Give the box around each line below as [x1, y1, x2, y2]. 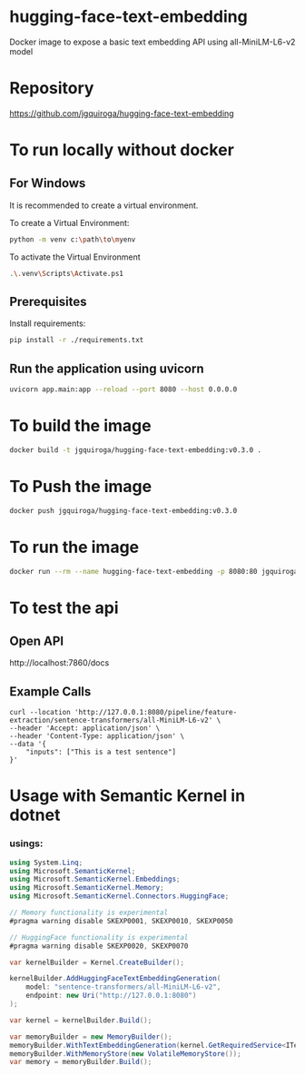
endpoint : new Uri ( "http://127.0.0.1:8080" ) [25, 991, 197, 1001]
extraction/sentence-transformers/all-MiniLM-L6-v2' [9, 715, 213, 725]
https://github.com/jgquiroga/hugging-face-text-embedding [9, 107, 234, 119]
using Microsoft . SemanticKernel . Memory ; [9, 883, 165, 893]
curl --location [9, 708, 71, 717]
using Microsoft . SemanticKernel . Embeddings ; [9, 874, 181, 884]
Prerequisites [9, 294, 87, 310]
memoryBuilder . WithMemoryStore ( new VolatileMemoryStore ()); [9, 1049, 242, 1059]
